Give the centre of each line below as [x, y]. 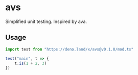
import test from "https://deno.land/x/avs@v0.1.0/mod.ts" [70, 49]
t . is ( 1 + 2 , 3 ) [31, 63]
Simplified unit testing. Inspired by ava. [46, 21]
